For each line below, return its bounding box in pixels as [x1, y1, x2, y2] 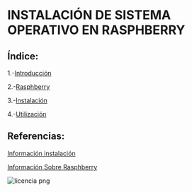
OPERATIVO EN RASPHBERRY [7, 22, 186, 38]
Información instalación [7, 149, 76, 157]
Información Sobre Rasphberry [7, 162, 98, 171]
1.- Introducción [7, 69, 52, 77]
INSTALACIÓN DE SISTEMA [7, 7, 171, 23]
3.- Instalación [7, 96, 48, 104]
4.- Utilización [7, 110, 47, 118]
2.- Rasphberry [7, 83, 50, 91]
